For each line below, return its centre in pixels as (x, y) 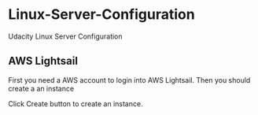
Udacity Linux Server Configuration (66, 36)
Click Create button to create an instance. (76, 103)
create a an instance (41, 88)
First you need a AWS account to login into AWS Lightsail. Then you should (129, 80)
